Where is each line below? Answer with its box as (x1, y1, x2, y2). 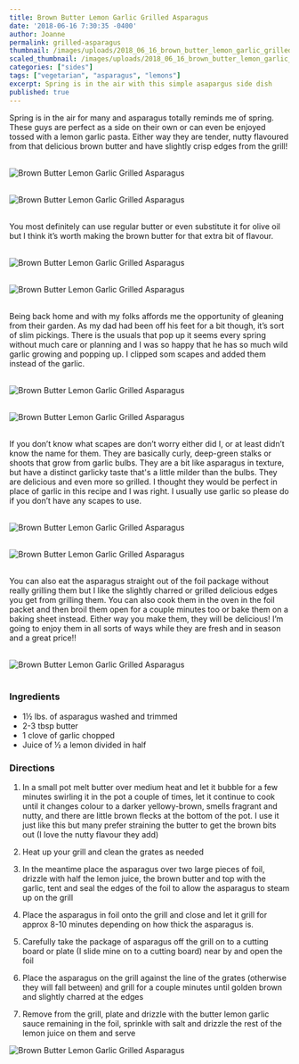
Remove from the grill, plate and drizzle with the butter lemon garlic (21, 1009, 270, 1019)
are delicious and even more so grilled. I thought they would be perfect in (9, 476, 278, 487)
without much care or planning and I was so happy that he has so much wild (9, 339, 288, 350)
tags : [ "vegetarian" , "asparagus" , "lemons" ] (9, 71, 181, 80)
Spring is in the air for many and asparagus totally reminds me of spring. (9, 112, 274, 123)
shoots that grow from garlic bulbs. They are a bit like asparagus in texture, (9, 457, 285, 468)
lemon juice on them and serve (21, 1027, 136, 1039)
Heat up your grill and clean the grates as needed (21, 846, 205, 857)
